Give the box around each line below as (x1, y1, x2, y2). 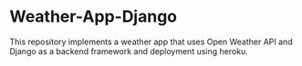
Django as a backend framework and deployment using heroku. (9, 45, 248, 56)
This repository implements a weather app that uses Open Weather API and (9, 36, 294, 47)
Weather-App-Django (9, 6, 178, 27)
